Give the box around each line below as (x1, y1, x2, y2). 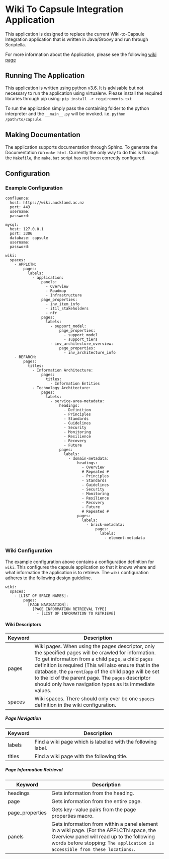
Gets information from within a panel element (51, 820, 158, 827)
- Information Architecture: (32, 368, 94, 373)
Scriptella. (5, 41, 26, 47)
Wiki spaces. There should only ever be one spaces (34, 695, 155, 702)
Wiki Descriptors (5, 622, 41, 628)
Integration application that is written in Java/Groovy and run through (5, 36, 148, 42)
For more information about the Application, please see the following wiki (5, 51, 157, 57)
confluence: (5, 196, 30, 201)
